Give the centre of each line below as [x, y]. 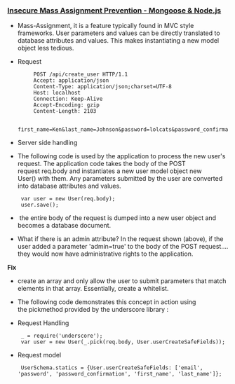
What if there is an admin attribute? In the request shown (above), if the [120, 239]
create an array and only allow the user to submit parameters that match [122, 281]
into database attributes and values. [69, 186]
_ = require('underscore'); [62, 336]
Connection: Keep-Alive [68, 99]
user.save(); [40, 205]
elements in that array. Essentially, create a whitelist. [93, 289]
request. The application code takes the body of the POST [101, 164]
